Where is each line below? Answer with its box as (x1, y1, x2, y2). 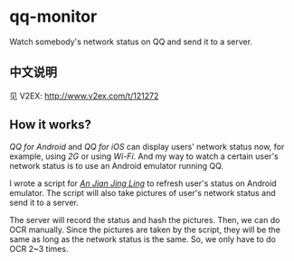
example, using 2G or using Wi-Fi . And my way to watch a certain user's (9, 151, 279, 162)
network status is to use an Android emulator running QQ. (9, 160, 224, 171)
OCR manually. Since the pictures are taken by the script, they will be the (9, 224, 280, 235)
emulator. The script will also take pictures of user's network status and (9, 187, 276, 198)
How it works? (9, 117, 92, 133)
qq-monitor (9, 6, 98, 27)
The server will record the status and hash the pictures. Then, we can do (9, 214, 280, 225)
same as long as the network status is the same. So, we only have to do (9, 233, 276, 245)
